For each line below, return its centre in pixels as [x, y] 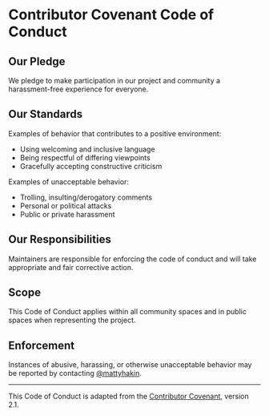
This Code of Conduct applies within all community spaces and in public [127, 312]
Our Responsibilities [60, 239]
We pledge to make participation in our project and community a [114, 81]
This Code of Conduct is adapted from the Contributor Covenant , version [129, 396]
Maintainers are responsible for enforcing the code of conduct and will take [132, 259]
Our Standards [46, 114]
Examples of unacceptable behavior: [69, 181]
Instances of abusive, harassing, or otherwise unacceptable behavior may [130, 365]
